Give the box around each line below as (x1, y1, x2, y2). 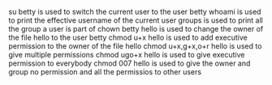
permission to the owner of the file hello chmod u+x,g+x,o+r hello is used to (8, 41, 262, 51)
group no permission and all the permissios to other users (8, 67, 201, 76)
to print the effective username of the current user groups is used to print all (8, 15, 264, 25)
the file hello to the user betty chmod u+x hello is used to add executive (8, 32, 248, 42)
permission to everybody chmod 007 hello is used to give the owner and (8, 58, 251, 68)
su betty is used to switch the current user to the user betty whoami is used (8, 7, 261, 16)
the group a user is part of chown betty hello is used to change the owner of (8, 24, 264, 33)
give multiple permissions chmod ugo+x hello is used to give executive (8, 50, 245, 59)
